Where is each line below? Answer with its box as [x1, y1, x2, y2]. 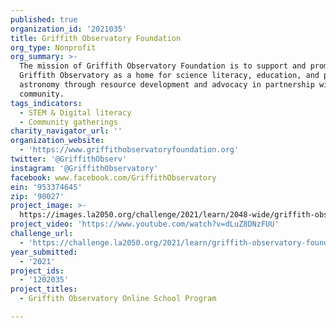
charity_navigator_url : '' [10, 126, 123, 136]
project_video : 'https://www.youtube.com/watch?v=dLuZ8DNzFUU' [10, 219, 280, 230]
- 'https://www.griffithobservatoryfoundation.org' [19, 145, 240, 155]
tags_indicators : [10, 98, 83, 108]
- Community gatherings [19, 117, 118, 127]
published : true [10, 14, 78, 25]
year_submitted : [10, 247, 78, 257]
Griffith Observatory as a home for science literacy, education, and [19, 71, 320, 81]
